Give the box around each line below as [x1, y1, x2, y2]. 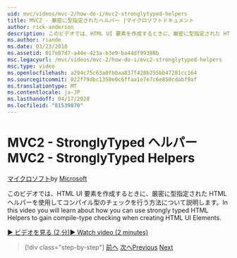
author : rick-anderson [7, 23, 74, 30]
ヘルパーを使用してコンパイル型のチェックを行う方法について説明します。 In [7, 198, 228, 207]
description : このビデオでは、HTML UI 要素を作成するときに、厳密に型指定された [7, 30, 221, 37]
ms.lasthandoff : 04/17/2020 [7, 96, 90, 103]
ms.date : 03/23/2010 [7, 43, 68, 50]
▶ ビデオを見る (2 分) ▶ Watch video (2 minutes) [7, 228, 148, 236]
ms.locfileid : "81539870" [7, 102, 83, 109]
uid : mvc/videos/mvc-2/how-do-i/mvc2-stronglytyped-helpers [7, 10, 188, 18]
